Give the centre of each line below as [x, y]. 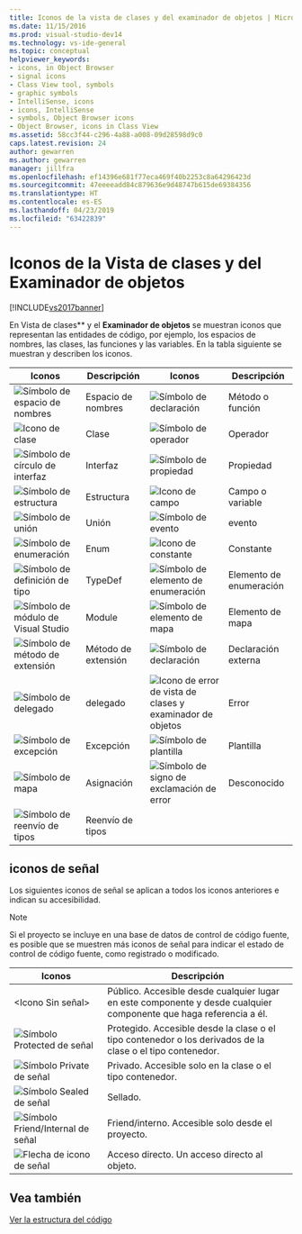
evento [243, 522]
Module [102, 617]
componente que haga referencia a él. [187, 1014]
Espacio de [109, 396]
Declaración [253, 649]
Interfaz [102, 465]
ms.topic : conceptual [50, 51]
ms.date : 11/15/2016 [48, 26]
